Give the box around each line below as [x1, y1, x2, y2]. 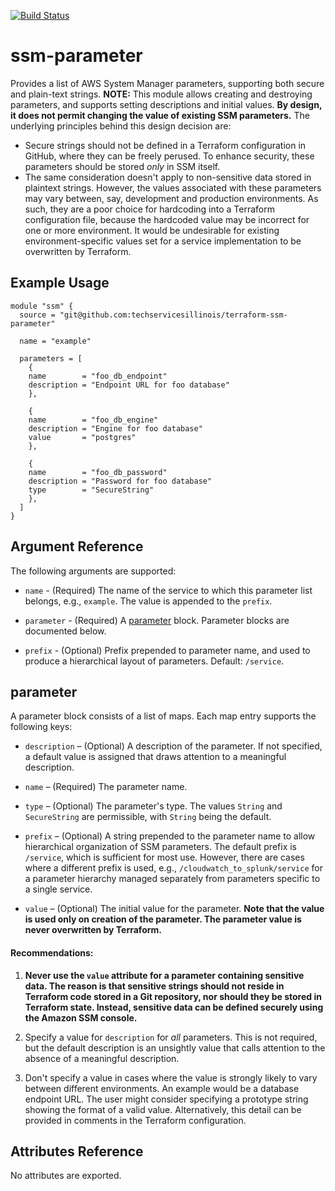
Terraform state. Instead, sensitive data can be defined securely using [24, 1001, 324, 1013]
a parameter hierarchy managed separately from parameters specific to [24, 873, 321, 885]
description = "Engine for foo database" [28, 423, 203, 434]
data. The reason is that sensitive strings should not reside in [24, 980, 285, 992]
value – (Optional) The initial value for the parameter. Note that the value [24, 903, 325, 915]
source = [19, 310, 56, 320]
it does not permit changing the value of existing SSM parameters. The [10, 109, 310, 121]
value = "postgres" [28, 432, 137, 442]
